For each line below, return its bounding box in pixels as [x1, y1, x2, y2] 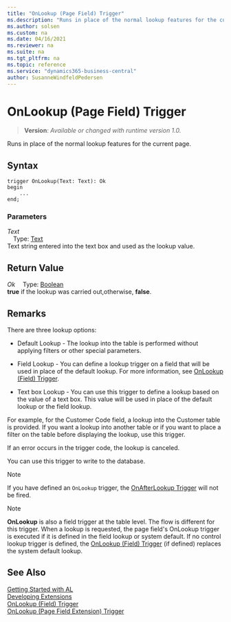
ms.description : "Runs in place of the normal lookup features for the [7, 17, 217, 23]
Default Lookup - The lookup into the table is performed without [16, 339, 199, 347]
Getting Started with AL [7, 585, 74, 593]
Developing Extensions [7, 592, 72, 601]
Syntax [7, 160, 38, 171]
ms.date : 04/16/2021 [7, 36, 67, 43]
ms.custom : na [7, 29, 48, 36]
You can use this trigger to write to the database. [7, 457, 146, 465]
